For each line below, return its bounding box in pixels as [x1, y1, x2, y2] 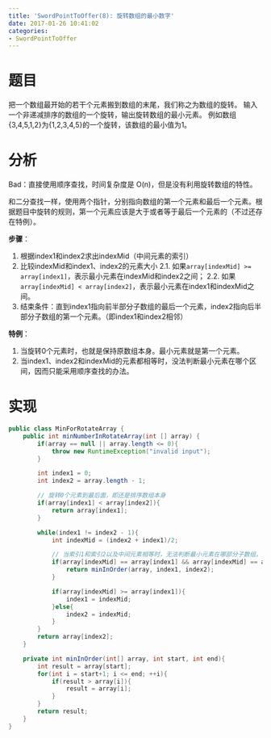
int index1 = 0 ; [37, 469, 92, 477]
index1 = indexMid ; [65, 595, 131, 603]
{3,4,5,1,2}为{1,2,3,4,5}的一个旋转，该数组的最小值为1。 [8, 120, 192, 130]
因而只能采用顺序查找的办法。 [34, 367, 134, 376]
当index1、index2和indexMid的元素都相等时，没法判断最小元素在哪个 [19, 356, 250, 366]
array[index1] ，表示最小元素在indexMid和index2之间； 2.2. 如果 [19, 271, 236, 281]
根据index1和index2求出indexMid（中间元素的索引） [19, 251, 194, 261]
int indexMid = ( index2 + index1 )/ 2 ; [51, 536, 179, 544]
